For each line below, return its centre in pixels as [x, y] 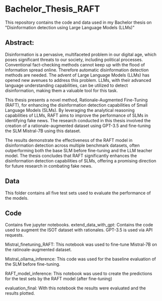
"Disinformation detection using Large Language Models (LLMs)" [70, 27]
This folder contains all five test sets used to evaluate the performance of [78, 193]
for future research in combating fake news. [49, 166]
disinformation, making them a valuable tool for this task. [61, 90]
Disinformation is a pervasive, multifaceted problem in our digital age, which [81, 54]
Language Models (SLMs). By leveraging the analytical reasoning [70, 110]
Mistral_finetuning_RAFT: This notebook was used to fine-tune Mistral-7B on [81, 245]
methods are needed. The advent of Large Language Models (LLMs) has [77, 75]
